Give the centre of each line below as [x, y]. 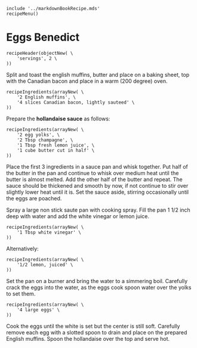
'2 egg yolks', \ [39, 135]
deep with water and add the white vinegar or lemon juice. [78, 216]
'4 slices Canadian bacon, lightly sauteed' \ [76, 102]
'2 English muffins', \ [47, 97]
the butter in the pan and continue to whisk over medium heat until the [93, 173]
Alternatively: [22, 248]
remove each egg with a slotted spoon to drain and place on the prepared [97, 332]
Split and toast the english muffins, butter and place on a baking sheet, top [98, 74]
